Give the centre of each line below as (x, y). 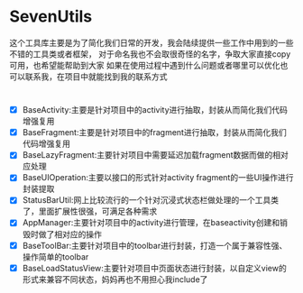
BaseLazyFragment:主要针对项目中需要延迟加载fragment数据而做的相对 (155, 155)
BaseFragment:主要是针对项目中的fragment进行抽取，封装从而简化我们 (154, 133)
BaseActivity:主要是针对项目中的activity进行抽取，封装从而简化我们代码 (155, 110)
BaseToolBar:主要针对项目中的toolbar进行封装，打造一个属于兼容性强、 (155, 245)
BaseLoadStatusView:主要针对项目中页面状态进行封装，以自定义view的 (154, 268)
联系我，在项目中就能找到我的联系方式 (96, 76)
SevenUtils (51, 17)
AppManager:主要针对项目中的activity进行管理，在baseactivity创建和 (151, 223)
